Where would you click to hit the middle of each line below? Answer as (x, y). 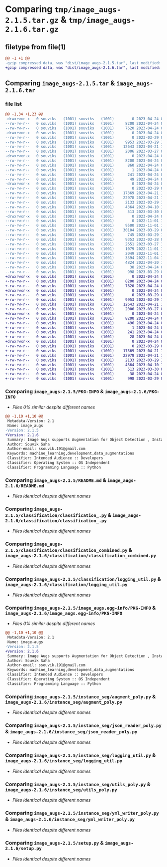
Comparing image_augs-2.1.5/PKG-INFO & (54, 391)
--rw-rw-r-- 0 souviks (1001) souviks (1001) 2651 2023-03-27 (82, 244)
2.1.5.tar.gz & (36, 20)
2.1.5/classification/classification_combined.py (66, 550)
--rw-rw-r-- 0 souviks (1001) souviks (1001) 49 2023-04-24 (82, 179)
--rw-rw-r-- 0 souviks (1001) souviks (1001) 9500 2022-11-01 (82, 225)
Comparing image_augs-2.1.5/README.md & (56, 480)
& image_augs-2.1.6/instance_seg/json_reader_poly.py (71, 732)
